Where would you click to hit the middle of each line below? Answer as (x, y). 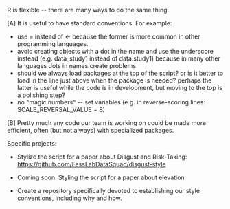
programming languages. (53, 44)
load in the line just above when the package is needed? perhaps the (114, 80)
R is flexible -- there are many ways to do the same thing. (88, 10)
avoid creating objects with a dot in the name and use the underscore (115, 51)
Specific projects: (32, 143)
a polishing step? (41, 95)
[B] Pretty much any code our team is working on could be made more (107, 123)
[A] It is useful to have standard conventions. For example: (90, 23)
